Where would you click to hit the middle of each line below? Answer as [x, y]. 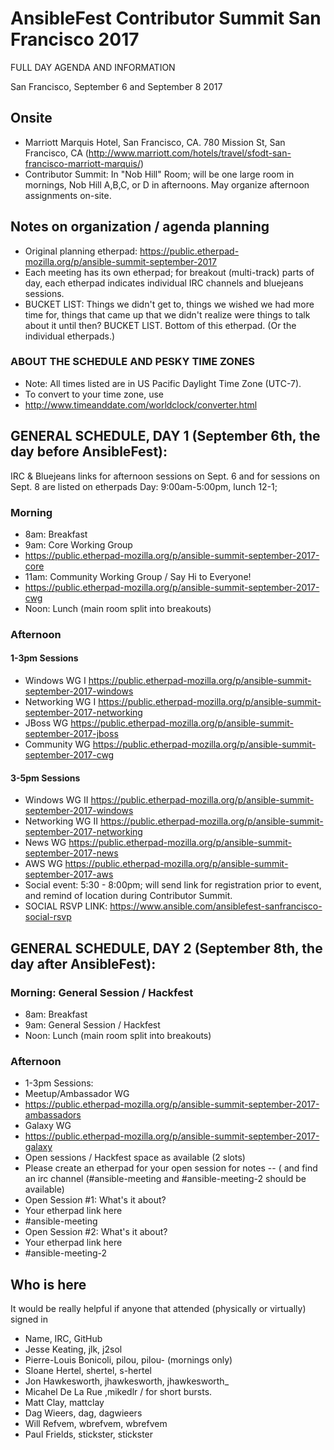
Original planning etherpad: [81, 251]
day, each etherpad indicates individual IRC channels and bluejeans [164, 283]
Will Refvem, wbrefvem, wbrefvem [96, 1424]
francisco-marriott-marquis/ [82, 163]
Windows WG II [56, 800]
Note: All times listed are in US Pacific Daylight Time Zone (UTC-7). [163, 383]
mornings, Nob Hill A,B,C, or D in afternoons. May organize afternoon [167, 184]
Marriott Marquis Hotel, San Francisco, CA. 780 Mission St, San [155, 142]
